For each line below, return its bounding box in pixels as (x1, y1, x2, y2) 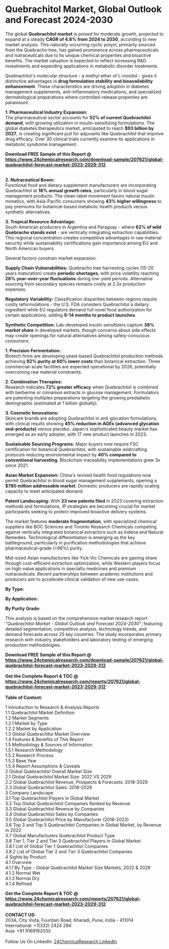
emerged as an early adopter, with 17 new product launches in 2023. (5, 431, 147, 437)
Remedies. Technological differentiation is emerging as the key (5, 534, 135, 540)
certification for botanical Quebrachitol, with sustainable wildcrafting (5, 446, 147, 452)
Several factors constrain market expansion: (5, 255, 97, 261)
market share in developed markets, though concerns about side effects (5, 327, 156, 333)
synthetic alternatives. (5, 209, 51, 215)
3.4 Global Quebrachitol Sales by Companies (5, 811, 98, 817)
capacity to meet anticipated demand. (5, 488, 84, 494)
